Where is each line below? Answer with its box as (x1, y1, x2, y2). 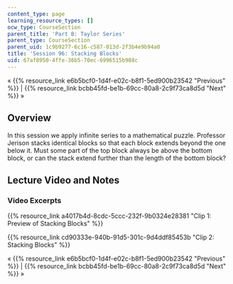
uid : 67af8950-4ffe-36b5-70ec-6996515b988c (7, 57, 139, 64)
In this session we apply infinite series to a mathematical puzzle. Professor (7, 131, 226, 140)
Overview (7, 112, 52, 125)
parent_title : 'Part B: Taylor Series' (7, 30, 126, 38)
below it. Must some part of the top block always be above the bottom (7, 146, 213, 154)
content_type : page (7, 10, 65, 18)
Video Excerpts (7, 195, 62, 205)
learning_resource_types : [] (7, 17, 94, 24)
